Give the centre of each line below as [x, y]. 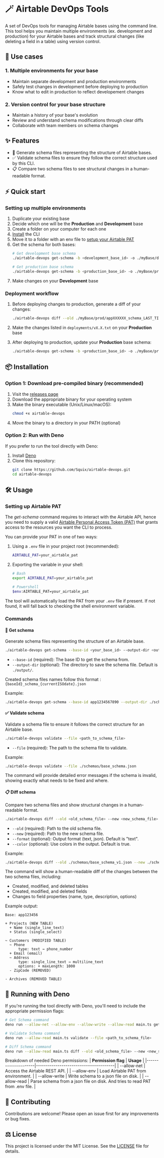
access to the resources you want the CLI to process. [59, 527]
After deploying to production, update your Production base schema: [82, 343]
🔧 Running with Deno [37, 994]
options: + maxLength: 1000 [47, 966]
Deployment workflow [32, 293]
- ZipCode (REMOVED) [30, 971]
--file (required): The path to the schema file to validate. [70, 748]
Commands [19, 619]
